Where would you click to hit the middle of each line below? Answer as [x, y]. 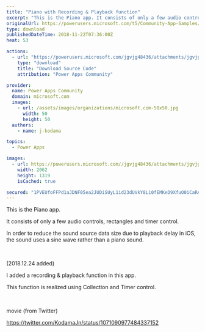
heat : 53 [17, 40]
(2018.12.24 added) [31, 264]
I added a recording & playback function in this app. [71, 275]
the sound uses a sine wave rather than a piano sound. [75, 240]
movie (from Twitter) [32, 311]
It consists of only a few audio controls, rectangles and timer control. [93, 221]
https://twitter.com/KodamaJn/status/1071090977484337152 [83, 323]
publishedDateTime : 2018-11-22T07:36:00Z [60, 35]
